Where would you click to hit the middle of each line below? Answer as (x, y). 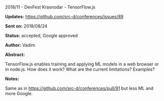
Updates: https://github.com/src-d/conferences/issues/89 (64, 16)
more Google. (19, 93)
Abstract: (15, 54)
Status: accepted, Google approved (41, 36)
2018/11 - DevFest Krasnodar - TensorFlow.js (50, 7)
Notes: (12, 79)
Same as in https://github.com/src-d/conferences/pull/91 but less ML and (79, 88)
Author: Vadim (20, 45)
